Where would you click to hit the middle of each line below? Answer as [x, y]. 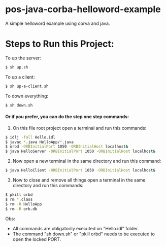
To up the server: [23, 58]
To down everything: [27, 96]
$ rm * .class [19, 199]
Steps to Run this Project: [60, 44]
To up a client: [20, 77]
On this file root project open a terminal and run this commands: [79, 128]
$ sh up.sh [17, 67]
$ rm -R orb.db [21, 209]
